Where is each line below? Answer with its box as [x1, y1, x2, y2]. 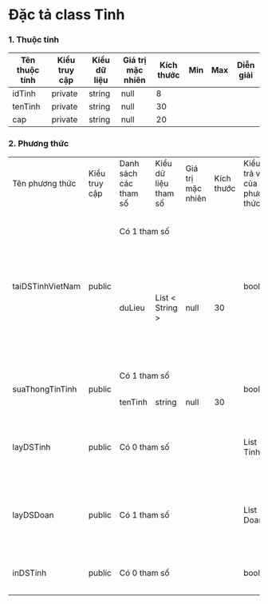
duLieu [119, 302, 145, 313]
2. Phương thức [8, 138, 69, 149]
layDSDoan [12, 509, 54, 520]
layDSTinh [12, 441, 51, 452]
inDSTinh [12, 567, 47, 578]
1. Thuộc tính [8, 34, 60, 46]
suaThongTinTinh [12, 383, 77, 395]
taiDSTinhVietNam [12, 280, 81, 292]
